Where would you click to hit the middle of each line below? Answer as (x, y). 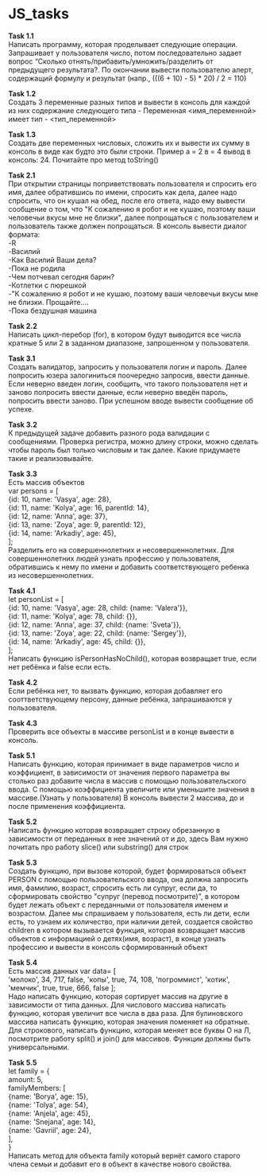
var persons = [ (33, 490)
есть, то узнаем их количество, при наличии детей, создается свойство (131, 921)
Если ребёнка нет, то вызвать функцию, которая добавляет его (116, 690)
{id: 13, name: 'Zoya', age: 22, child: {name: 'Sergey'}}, (97, 633)
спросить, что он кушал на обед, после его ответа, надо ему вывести (127, 201)
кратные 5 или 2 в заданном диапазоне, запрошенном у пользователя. (129, 342)
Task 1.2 (22, 93)
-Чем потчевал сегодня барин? (62, 276)
